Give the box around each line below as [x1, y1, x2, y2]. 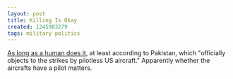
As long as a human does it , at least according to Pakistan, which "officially [7, 49, 226, 57]
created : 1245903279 [7, 23, 68, 30]
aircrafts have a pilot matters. [7, 64, 92, 72]
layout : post [7, 10, 46, 17]
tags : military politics [7, 29, 80, 37]
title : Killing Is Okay [7, 17, 78, 24]
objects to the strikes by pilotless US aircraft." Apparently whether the [7, 57, 210, 65]
